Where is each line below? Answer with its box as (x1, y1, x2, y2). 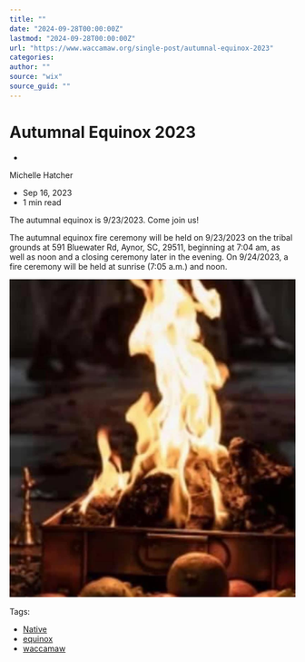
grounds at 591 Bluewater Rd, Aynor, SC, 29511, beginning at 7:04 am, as (9, 242, 280, 252)
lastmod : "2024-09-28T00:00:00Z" (9, 34, 136, 43)
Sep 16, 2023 (22, 187, 73, 198)
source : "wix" (9, 73, 64, 82)
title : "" (9, 15, 47, 24)
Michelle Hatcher (9, 169, 74, 181)
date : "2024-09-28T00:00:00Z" (9, 24, 124, 34)
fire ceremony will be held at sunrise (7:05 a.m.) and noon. (9, 261, 228, 272)
